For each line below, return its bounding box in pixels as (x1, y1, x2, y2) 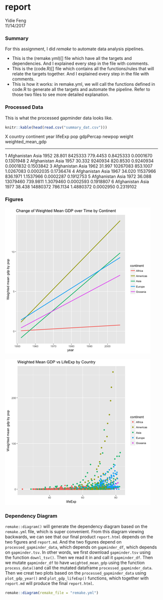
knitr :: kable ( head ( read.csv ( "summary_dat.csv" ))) (5, 125, 108, 130)
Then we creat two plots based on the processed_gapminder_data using (5, 570, 147, 576)
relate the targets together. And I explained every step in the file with (12, 71, 149, 77)
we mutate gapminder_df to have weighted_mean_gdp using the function (5, 560, 145, 565)
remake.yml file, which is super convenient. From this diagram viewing (5, 529, 144, 534)
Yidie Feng (5, 18, 27, 23)
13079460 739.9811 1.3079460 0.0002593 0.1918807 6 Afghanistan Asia (5, 179, 149, 185)
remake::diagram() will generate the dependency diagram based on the (5, 524, 148, 529)
